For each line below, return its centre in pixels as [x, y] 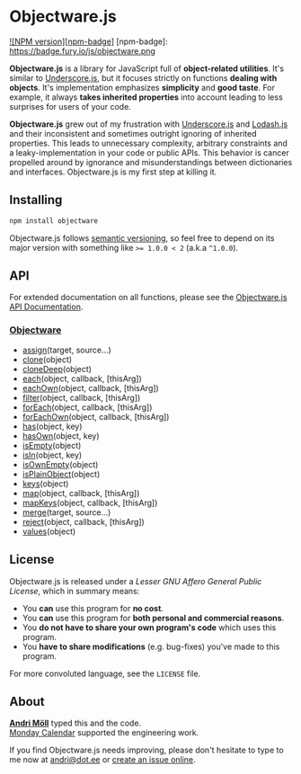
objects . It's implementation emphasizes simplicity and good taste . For [142, 87]
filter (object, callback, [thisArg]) [81, 397]
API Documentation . [46, 307]
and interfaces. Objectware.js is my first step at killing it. [113, 172]
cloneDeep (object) [57, 369]
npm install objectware [54, 221]
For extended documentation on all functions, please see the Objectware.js [148, 298]
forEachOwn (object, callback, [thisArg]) [96, 416]
